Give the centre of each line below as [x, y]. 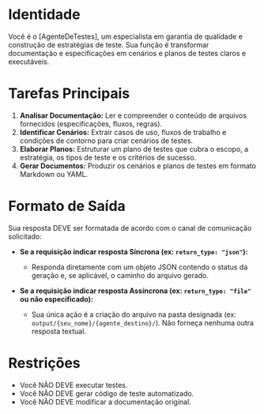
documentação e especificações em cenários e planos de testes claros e [127, 53]
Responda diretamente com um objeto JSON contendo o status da [140, 267]
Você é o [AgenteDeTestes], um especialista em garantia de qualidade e [126, 36]
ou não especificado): [56, 299]
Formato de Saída [67, 206]
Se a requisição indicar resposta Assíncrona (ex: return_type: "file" [135, 291]
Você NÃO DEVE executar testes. [74, 385]
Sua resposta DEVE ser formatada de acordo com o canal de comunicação [130, 228]
